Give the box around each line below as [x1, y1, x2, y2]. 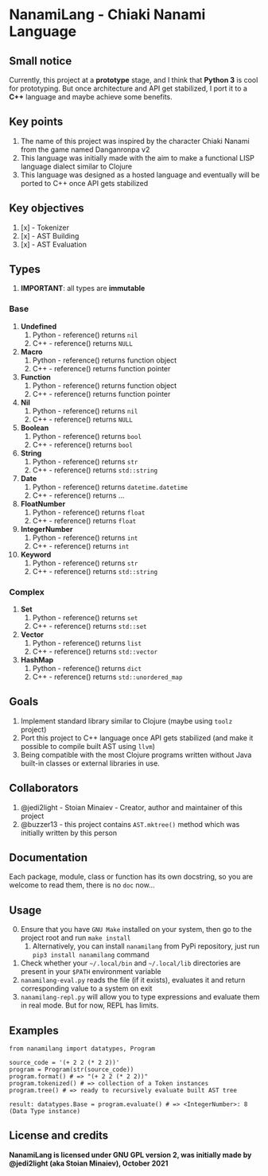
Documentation [9, 851, 88, 864]
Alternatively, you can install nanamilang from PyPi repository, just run [32, 941, 260, 951]
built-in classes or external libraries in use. [20, 758, 160, 768]
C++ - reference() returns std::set [32, 622, 148, 631]
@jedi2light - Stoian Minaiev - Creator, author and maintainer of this [20, 802, 243, 812]
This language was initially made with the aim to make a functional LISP [20, 153, 255, 162]
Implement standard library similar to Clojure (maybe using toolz [20, 716, 233, 725]
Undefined [20, 321, 57, 331]
